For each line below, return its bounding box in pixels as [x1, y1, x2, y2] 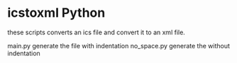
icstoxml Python [7, 5, 106, 21]
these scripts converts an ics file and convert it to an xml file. [7, 28, 186, 36]
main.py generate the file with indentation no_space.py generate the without [7, 41, 231, 50]
